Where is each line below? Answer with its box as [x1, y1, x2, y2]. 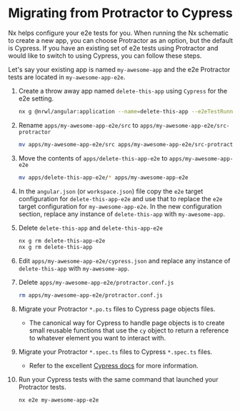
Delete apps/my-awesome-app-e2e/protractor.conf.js [18, 278, 174, 287]
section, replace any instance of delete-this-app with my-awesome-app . [18, 209, 226, 218]
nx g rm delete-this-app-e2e [18, 237, 106, 244]
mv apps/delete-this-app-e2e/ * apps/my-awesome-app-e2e [18, 173, 189, 181]
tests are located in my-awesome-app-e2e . [8, 73, 126, 81]
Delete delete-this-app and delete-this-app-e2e [18, 223, 164, 232]
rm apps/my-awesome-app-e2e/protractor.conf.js [18, 292, 163, 299]
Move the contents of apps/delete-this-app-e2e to [18, 153, 168, 162]
